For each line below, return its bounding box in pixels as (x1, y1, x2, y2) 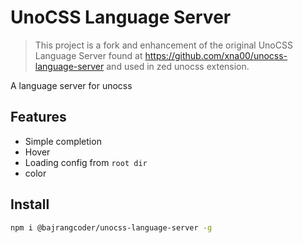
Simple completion (24, 135, 102, 147)
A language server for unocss (10, 79, 133, 91)
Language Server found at (34, 49, 143, 61)
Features (10, 109, 67, 126)
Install (10, 196, 50, 213)
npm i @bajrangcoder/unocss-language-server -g (10, 222, 213, 233)
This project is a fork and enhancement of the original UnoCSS (34, 39, 293, 51)
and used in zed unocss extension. (106, 60, 250, 72)
